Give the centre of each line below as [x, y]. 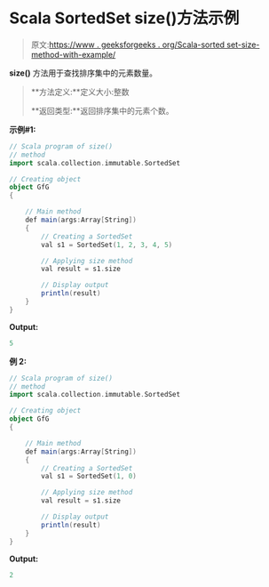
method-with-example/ [73, 54]
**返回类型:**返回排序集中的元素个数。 [102, 110]
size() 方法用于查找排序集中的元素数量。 [83, 73]
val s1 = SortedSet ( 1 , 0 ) [89, 477]
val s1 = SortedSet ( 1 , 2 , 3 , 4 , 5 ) [107, 245]
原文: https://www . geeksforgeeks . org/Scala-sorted [127, 44]
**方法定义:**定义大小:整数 [80, 92]
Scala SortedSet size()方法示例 [124, 18]
